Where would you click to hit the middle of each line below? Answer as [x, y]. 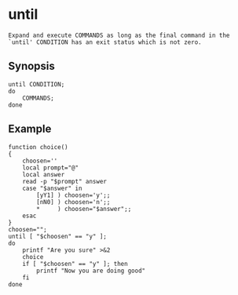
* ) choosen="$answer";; [84, 209]
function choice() [38, 147]
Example [30, 129]
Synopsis [31, 66]
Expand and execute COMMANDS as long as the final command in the [119, 35]
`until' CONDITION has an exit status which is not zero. [105, 42]
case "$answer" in [52, 188]
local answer [44, 174]
